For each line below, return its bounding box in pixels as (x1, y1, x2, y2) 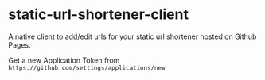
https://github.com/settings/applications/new (8, 63, 166, 72)
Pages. (8, 40, 31, 49)
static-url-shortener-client (8, 6, 189, 24)
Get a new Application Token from (8, 55, 120, 65)
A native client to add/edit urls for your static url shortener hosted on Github (8, 32, 257, 41)
